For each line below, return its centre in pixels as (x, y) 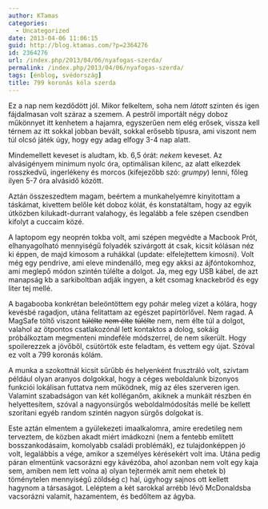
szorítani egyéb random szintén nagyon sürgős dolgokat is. (106, 412)
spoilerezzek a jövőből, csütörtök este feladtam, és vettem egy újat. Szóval (132, 346)
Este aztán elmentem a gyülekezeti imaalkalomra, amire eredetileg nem (125, 428)
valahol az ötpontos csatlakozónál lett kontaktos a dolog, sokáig (114, 329)
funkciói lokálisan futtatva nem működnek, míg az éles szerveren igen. (124, 387)
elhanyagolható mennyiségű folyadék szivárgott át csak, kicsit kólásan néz (131, 246)
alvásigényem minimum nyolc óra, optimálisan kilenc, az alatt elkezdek (125, 163)
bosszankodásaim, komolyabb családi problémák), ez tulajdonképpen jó (127, 445)
